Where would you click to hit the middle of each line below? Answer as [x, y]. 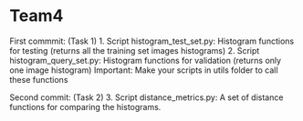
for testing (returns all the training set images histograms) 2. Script [135, 50]
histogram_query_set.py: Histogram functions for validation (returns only [145, 60]
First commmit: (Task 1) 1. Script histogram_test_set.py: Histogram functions [152, 41]
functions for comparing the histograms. [85, 106]
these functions [39, 79]
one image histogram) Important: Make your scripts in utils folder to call [144, 70]
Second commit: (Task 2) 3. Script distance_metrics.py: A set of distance [146, 97]
